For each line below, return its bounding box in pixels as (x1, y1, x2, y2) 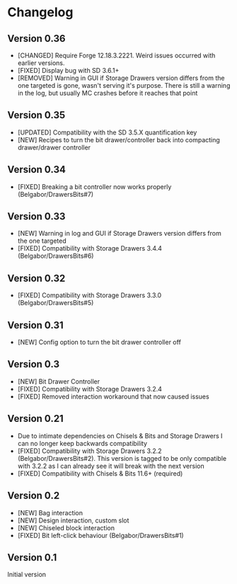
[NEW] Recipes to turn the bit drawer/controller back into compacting (17, 135, 221, 144)
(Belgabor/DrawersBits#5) (17, 299, 94, 307)
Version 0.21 (7, 413, 64, 425)
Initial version (7, 571, 47, 579)
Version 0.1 (7, 551, 57, 563)
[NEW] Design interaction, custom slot (17, 516, 129, 525)
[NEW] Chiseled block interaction (17, 523, 115, 532)
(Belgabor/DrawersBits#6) (17, 252, 94, 260)
